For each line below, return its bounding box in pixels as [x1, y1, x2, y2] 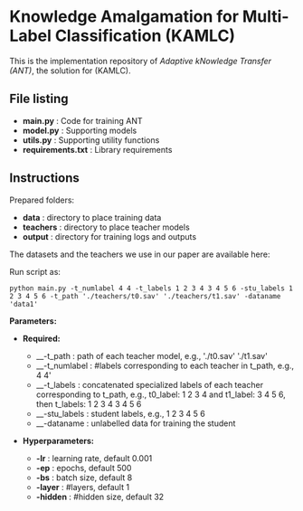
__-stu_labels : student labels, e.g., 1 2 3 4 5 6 [35, 408, 206, 419]
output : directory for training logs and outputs [22, 231, 197, 241]
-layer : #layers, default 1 [35, 481, 129, 492]
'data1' [9, 299, 39, 308]
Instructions [9, 170, 80, 186]
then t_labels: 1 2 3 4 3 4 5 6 [35, 398, 142, 409]
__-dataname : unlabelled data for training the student [35, 418, 236, 429]
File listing [9, 91, 70, 107]
